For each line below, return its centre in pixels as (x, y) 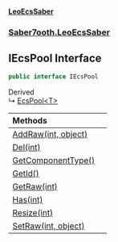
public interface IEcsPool (53, 77)
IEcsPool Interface (55, 58)
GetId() (26, 173)
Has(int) (28, 200)
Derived (21, 92)
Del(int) (26, 148)
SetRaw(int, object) (49, 226)
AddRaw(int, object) (50, 135)
